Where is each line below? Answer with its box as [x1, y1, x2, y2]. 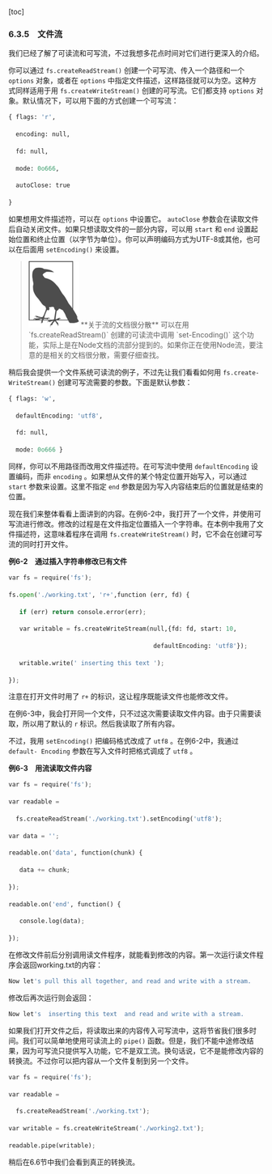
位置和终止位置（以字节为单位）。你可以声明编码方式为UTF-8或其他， [15, 234, 247, 244]
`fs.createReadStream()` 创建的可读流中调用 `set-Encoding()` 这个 [28, 329, 247, 339]
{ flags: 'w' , [8, 394, 57, 403]
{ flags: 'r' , [8, 113, 57, 121]
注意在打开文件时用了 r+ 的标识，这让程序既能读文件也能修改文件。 [8, 692, 233, 701]
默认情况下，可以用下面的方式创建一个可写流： [22, 96, 179, 106]
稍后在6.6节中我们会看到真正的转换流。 [8, 1157, 140, 1167]
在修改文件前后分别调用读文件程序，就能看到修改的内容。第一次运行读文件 [8, 950, 257, 960]
